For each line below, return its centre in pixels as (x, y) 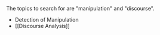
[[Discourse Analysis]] (42, 26)
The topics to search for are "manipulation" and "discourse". (81, 8)
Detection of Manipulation (47, 20)
